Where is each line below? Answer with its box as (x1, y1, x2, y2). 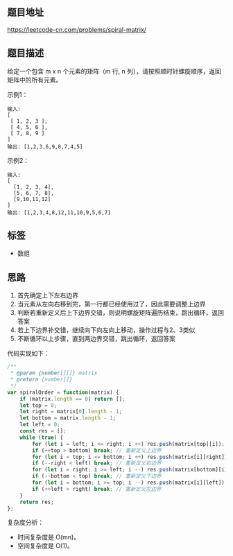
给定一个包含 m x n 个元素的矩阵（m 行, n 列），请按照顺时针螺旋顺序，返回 (7, 67, 222, 75)
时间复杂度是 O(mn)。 (17, 533, 80, 541)
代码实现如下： (7, 349, 50, 358)
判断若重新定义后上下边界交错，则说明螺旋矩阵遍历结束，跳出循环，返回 (17, 309, 224, 317)
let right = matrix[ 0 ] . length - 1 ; (19, 408, 123, 415)
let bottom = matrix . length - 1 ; (19, 415, 116, 422)
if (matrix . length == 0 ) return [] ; (19, 395, 126, 402)
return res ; (19, 498, 54, 505)
